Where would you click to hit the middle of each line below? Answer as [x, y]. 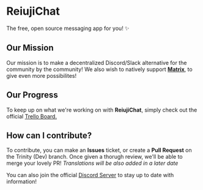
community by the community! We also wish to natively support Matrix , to [99, 69]
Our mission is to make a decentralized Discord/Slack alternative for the [97, 63]
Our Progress [32, 95]
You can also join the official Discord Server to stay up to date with [90, 175]
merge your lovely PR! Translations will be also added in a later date [92, 163]
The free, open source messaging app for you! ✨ [68, 28]
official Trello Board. [31, 116]
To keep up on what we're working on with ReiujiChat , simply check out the [102, 110]
